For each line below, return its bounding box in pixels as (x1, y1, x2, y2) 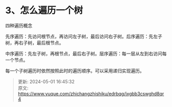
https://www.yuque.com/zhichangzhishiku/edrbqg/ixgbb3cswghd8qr (17, 90, 164, 97)
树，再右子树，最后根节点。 (5, 39, 64, 46)
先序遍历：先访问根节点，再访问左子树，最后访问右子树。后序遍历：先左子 (5, 33, 162, 39)
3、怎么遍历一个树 (5, 5, 83, 16)
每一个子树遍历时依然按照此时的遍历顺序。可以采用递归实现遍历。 (5, 67, 144, 74)
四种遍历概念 (5, 22, 32, 29)
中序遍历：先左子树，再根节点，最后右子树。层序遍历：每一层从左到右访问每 (5, 50, 167, 57)
